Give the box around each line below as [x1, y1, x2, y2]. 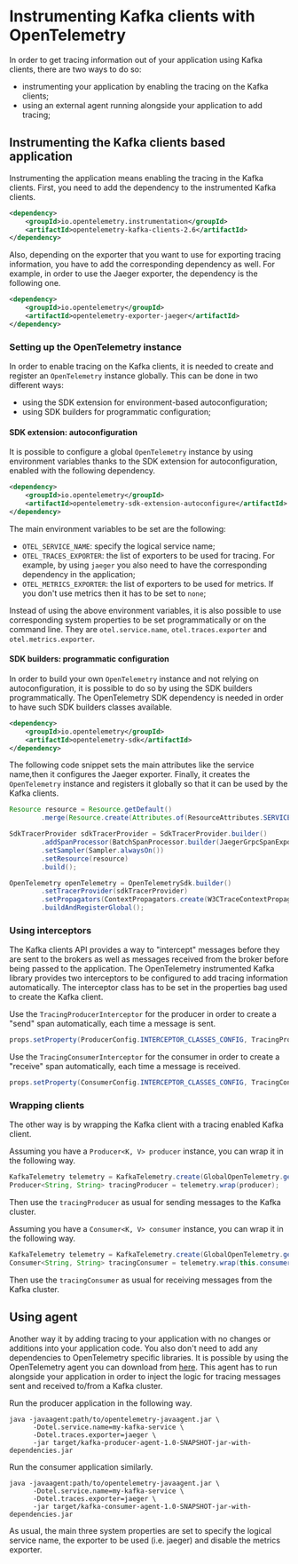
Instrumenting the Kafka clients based [9, 135, 226, 150]
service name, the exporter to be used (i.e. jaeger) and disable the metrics [9, 1535, 281, 1545]
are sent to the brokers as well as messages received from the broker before [9, 954, 289, 965]
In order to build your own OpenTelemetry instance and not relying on [9, 673, 259, 684]
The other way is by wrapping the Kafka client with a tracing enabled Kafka [9, 1119, 284, 1130]
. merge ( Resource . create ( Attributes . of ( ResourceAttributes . [41, 814, 264, 822]
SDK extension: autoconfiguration [9, 426, 137, 437]
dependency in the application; [21, 568, 136, 579]
